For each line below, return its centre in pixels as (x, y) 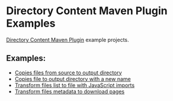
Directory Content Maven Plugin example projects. (68, 40)
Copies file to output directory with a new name (73, 79)
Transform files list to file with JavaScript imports (75, 85)
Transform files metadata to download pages (70, 91)
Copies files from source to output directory (68, 73)
